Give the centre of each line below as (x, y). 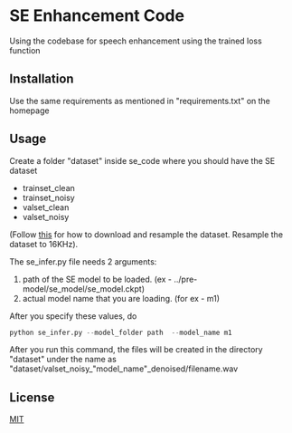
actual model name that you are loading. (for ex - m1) (121, 298)
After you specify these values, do (73, 316)
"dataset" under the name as (63, 360)
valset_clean (46, 207)
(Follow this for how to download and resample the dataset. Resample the (146, 234)
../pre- (185, 279)
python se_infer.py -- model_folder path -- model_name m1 (121, 332)
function (25, 50)
